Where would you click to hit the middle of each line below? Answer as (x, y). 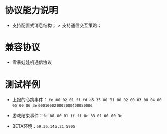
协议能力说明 (32, 10)
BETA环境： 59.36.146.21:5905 (43, 126)
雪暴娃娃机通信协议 (32, 62)
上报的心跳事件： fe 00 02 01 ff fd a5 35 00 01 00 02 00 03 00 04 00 (87, 99)
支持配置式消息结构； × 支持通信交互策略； (57, 25)
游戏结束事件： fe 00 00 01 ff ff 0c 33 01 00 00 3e (67, 115)
